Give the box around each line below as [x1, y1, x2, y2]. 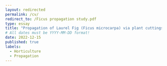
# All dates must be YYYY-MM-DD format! [5, 30, 90, 35]
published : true [5, 40, 39, 45]
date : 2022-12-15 [5, 35, 41, 40]
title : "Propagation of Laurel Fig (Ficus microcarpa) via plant [5, 26, 143, 31]
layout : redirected [5, 7, 46, 12]
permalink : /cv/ [5, 12, 39, 17]
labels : [5, 44, 21, 49]
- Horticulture [9, 49, 41, 54]
